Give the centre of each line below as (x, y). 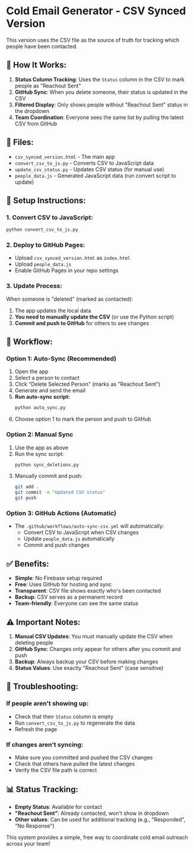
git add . (27, 487)
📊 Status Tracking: (42, 790)
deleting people (34, 643)
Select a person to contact (47, 378)
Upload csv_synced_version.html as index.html (72, 258)
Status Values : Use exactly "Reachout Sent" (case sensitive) (89, 668)
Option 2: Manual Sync (40, 435)
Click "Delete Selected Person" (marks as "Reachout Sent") (88, 384)
